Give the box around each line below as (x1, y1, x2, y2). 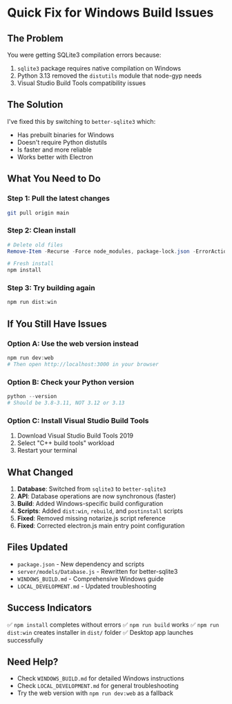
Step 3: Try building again (7, 283, 95, 293)
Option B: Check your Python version (7, 377, 135, 387)
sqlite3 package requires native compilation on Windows (17, 64, 182, 72)
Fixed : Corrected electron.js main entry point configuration (17, 521, 185, 530)
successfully (7, 635, 43, 644)
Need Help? (7, 656, 59, 667)
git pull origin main (7, 209, 70, 216)
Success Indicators (7, 602, 92, 614)
